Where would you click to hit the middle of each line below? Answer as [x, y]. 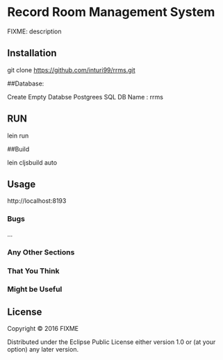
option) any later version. [43, 350]
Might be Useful [35, 289]
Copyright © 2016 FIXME [43, 329]
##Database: [26, 83]
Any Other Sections [41, 252]
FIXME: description [34, 31]
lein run [18, 136]
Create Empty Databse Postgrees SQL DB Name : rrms [85, 97]
